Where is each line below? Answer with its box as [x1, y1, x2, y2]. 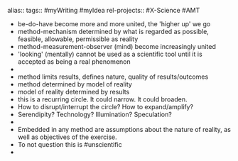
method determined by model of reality [17, 80, 133, 88]
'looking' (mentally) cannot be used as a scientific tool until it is [17, 50, 202, 58]
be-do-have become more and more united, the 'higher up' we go [17, 20, 211, 28]
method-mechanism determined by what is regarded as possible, [17, 28, 210, 35]
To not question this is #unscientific [17, 140, 122, 148]
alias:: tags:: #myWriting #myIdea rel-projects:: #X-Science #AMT [7, 6, 200, 14]
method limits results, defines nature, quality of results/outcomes [17, 72, 209, 81]
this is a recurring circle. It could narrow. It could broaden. [17, 95, 188, 104]
